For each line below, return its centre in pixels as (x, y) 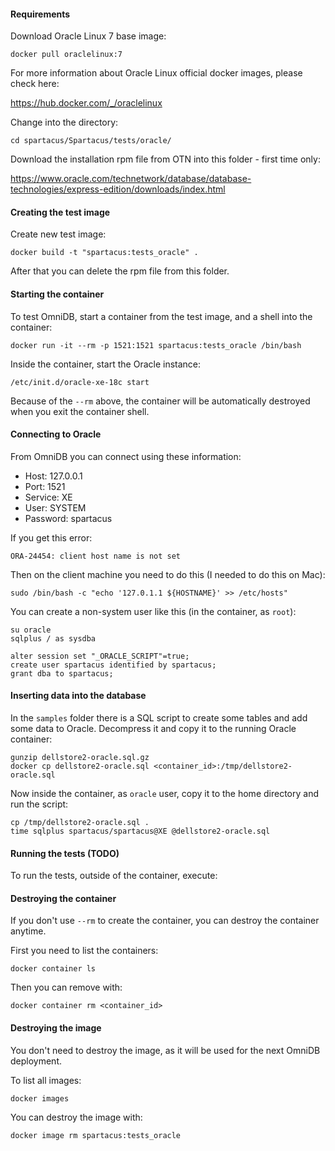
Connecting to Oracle (56, 434)
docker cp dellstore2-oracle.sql (80, 766)
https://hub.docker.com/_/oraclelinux (86, 103)
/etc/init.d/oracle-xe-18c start (80, 382)
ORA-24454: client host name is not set (96, 556)
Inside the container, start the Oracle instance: (106, 364)
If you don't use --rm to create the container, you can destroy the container (165, 921)
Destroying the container (63, 898)
